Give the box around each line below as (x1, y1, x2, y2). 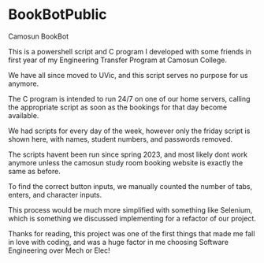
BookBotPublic (8, 6, 108, 24)
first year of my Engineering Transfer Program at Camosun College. (8, 55, 227, 65)
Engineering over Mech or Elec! (8, 246, 110, 255)
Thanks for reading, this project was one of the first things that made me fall (8, 228, 255, 238)
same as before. (8, 166, 61, 176)
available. (8, 110, 39, 120)
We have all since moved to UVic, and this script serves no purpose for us (8, 70, 248, 80)
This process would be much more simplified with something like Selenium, (8, 205, 253, 214)
